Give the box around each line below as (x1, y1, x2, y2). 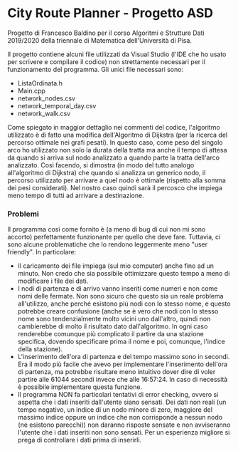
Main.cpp (17, 86, 46, 95)
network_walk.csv (17, 109, 71, 118)
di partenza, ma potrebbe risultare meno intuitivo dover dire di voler (17, 368, 216, 376)
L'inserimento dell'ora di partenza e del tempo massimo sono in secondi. (17, 353, 230, 361)
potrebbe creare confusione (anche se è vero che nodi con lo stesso (17, 307, 219, 316)
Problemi (7, 209, 39, 219)
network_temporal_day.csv (17, 101, 97, 110)
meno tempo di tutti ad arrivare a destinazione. (7, 191, 144, 199)
